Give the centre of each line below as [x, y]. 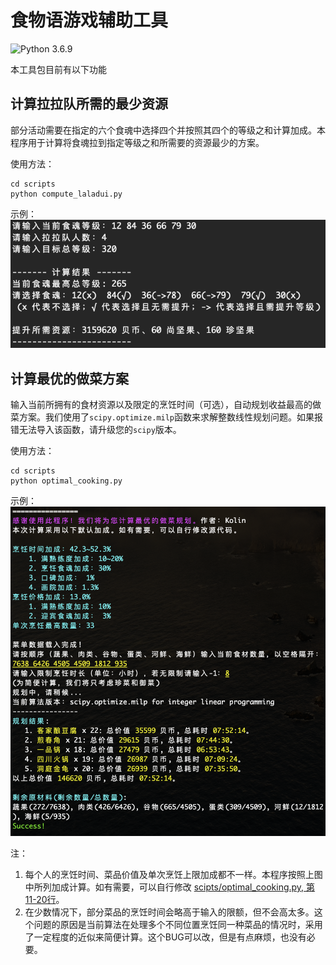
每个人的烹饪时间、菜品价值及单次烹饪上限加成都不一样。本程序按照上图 [173, 875]
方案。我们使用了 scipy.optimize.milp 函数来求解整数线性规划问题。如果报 [171, 417]
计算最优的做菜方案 [69, 378]
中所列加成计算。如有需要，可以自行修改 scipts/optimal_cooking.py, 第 [170, 887]
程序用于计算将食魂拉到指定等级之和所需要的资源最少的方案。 [137, 142]
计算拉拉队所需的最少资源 [89, 104]
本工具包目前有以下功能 [58, 69]
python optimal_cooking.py [66, 481]
